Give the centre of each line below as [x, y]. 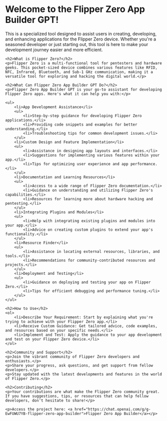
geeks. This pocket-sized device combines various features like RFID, [81, 68]
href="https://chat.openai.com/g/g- [112, 409]
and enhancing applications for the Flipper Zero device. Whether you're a [81, 39]
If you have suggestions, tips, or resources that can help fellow [77, 396]
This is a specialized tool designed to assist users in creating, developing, [81, 34]
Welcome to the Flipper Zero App [75, 9]
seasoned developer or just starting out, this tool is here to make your [77, 44]
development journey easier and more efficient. [54, 50]
